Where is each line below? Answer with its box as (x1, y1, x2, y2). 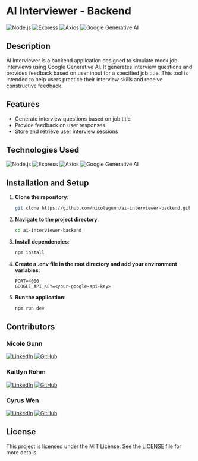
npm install (14, 250, 45, 255)
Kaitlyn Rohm (6, 368, 46, 376)
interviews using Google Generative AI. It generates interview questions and (6, 63, 193, 70)
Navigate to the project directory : (14, 216, 99, 223)
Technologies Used (6, 144, 79, 155)
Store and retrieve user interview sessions (14, 128, 118, 135)
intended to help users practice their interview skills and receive (6, 75, 163, 83)
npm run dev (14, 305, 45, 311)
